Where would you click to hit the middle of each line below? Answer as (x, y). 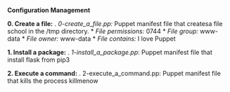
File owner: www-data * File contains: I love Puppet (101, 39)
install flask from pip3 (39, 60)
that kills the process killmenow (53, 81)
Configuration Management (49, 10)
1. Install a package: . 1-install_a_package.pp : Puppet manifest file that (110, 52)
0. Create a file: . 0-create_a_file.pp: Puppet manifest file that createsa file (115, 24)
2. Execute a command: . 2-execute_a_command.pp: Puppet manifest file (114, 73)
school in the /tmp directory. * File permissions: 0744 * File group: (103, 31)
